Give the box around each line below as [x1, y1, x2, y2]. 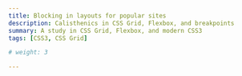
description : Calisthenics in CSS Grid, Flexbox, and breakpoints [8, 19, 235, 27]
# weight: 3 [8, 49, 48, 57]
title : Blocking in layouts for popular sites [8, 11, 167, 20]
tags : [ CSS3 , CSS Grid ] [8, 34, 88, 42]
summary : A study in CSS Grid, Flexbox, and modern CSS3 [8, 26, 203, 34]
